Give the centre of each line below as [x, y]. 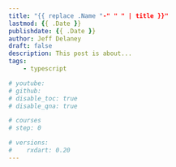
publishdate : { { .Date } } [52, 31]
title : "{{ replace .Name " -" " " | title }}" [88, 16]
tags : [17, 62]
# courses [25, 121]
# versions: [28, 143]
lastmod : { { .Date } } [45, 24]
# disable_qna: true [43, 106]
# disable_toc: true [43, 98]
